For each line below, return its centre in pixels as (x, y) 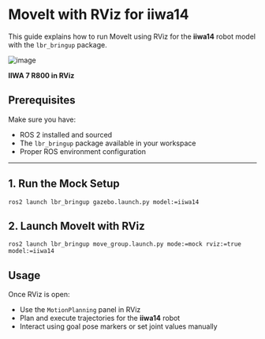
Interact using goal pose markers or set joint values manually (119, 326)
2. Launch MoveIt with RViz (77, 226)
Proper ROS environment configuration (83, 151)
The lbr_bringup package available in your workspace (108, 143)
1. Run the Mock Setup (64, 184)
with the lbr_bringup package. (58, 44)
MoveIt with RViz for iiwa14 (99, 15)
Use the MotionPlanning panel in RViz (80, 310)
